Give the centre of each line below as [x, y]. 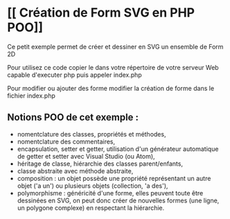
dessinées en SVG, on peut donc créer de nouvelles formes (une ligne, [118, 200]
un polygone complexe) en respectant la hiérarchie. [91, 208]
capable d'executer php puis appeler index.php [74, 75]
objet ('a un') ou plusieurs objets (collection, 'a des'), [92, 186]
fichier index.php [31, 96]
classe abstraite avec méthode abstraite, [75, 170]
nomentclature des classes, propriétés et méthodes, [91, 134]
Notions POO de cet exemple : [73, 117]
